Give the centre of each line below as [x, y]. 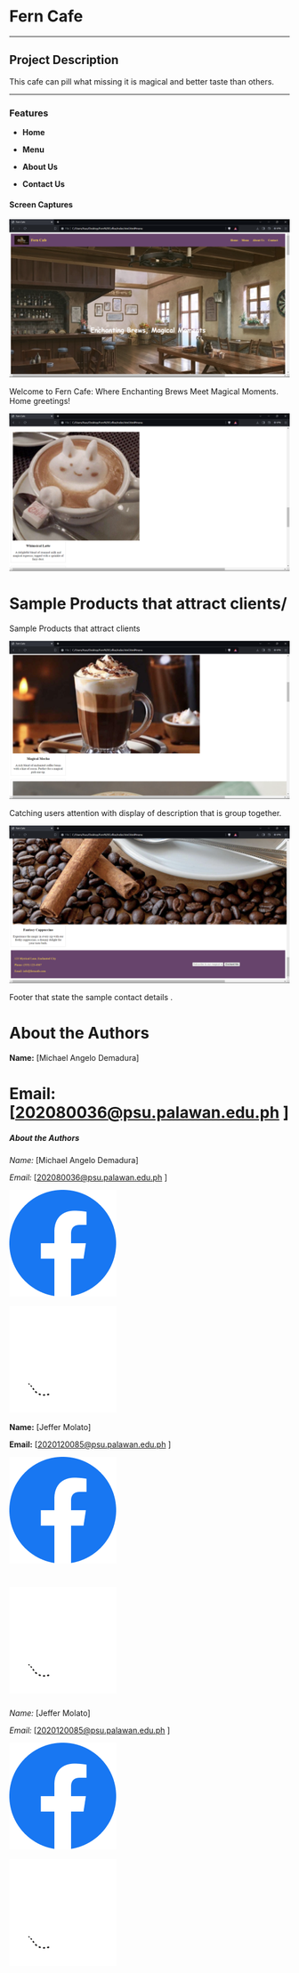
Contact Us [43, 184]
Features [29, 113]
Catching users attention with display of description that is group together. [145, 813]
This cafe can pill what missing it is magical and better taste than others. [141, 81]
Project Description [64, 60]
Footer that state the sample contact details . [91, 998]
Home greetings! [40, 400]
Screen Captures [41, 204]
